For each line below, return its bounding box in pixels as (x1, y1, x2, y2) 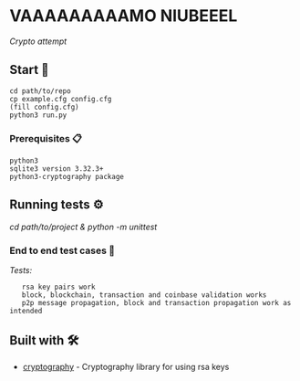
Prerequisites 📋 (9, 132, 82, 144)
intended (9, 307, 43, 316)
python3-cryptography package (9, 173, 125, 182)
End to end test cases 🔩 (9, 244, 116, 257)
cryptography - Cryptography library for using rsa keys (22, 361, 230, 372)
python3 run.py (9, 111, 67, 120)
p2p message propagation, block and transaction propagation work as (21, 299, 292, 308)
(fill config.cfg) (9, 102, 79, 111)
